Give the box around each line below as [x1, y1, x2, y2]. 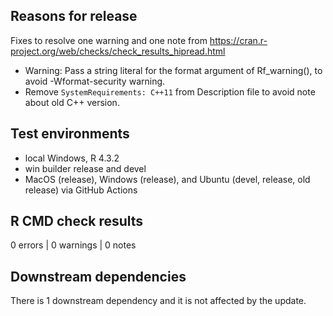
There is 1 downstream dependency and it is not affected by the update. [10, 295, 307, 307]
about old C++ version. [24, 96, 120, 108]
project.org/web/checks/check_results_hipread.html [10, 45, 226, 57]
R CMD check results [10, 213, 144, 230]
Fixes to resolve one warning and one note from [10, 34, 208, 46]
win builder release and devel [24, 162, 147, 174]
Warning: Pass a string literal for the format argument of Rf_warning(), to [24, 64, 323, 76]
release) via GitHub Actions [24, 184, 138, 196]
